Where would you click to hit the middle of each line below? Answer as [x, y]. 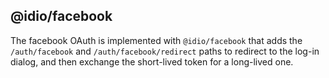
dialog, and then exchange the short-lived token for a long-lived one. [152, 61]
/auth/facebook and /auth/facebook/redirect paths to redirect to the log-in [165, 51]
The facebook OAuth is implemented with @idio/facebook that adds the [156, 40]
